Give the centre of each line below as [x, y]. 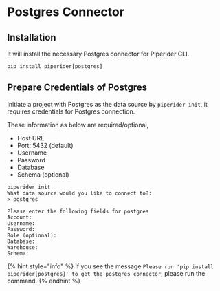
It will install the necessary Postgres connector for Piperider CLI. [98, 54]
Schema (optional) [43, 174]
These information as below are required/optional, [78, 125]
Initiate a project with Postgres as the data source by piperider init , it [108, 104]
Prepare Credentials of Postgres [77, 88]
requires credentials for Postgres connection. [71, 111]
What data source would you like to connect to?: [80, 193]
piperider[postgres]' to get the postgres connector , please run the [106, 273]
